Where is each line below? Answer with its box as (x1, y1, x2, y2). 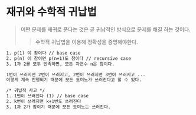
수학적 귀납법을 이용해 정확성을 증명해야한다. (35, 38, 138, 45)
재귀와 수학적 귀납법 (6, 5, 97, 19)
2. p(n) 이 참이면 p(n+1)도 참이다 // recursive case (6, 55, 132, 62)
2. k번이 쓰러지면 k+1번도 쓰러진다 (6, 99, 81, 104)
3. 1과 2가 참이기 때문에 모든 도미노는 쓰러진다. (6, 104, 111, 110)
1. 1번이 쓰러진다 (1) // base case (6, 93, 89, 99)
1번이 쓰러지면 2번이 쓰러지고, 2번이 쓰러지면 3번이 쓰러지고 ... (6, 72, 146, 77)
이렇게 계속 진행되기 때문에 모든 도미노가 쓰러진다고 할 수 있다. (6, 77, 142, 83)
